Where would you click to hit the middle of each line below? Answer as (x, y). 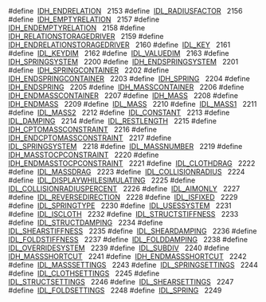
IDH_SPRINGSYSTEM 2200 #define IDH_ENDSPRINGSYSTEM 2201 (123, 62)
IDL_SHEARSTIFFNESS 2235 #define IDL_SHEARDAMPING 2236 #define (133, 231)
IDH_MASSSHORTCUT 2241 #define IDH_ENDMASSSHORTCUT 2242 (127, 256)
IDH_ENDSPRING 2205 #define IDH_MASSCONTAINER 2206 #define (126, 87)
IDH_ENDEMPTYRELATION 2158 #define (77, 28)
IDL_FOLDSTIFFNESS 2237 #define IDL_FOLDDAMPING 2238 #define (128, 239)
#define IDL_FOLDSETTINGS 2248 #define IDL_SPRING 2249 (115, 290)
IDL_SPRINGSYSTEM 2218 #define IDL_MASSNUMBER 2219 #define (125, 146)
